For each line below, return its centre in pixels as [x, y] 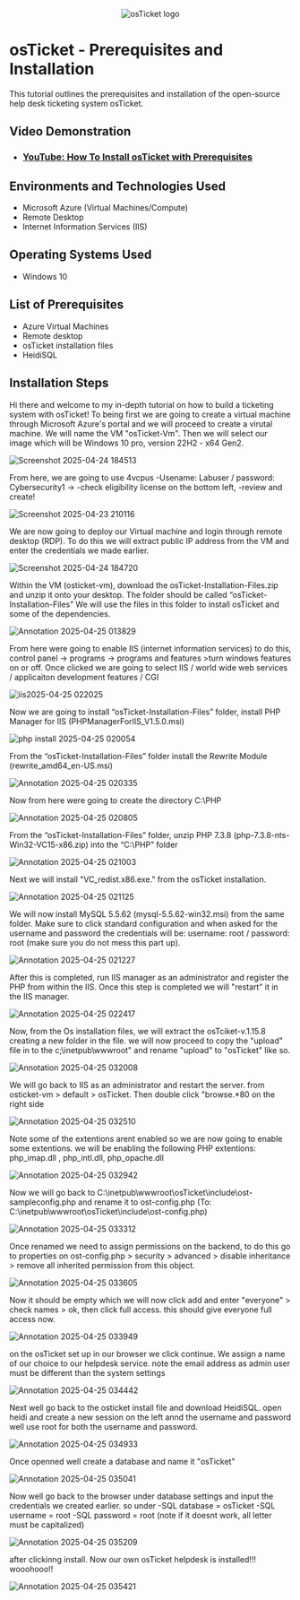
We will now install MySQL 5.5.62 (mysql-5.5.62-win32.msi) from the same [147, 913]
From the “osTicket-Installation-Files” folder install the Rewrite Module [138, 756]
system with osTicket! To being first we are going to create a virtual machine [150, 414]
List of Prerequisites [67, 305]
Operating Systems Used [81, 255]
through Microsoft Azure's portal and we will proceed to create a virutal [141, 424]
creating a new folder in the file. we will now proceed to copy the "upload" [146, 1041]
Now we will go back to [52, 1192]
